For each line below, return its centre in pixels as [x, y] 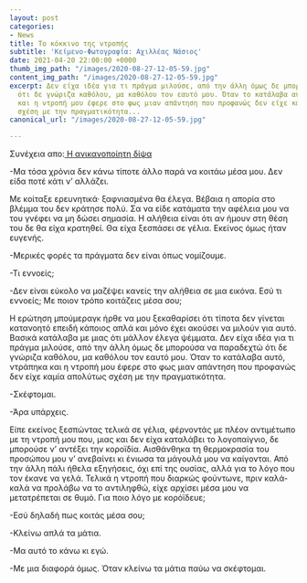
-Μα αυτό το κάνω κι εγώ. [59, 551]
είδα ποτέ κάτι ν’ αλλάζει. [59, 181]
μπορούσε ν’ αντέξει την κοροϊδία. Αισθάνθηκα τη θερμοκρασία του [139, 450]
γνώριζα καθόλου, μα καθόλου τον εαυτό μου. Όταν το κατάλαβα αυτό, [148, 357]
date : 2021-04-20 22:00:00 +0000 [73, 60]
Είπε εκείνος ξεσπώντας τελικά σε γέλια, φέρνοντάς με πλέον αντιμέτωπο [153, 429]
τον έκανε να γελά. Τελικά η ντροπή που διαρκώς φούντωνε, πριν [136, 478]
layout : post [34, 18]
